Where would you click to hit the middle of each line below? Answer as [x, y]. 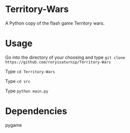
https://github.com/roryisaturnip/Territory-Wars [58, 62]
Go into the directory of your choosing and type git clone [65, 57]
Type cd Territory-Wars [30, 71]
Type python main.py [27, 91]
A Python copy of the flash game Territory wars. [55, 23]
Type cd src [18, 81]
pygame [14, 125]
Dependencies [36, 111]
